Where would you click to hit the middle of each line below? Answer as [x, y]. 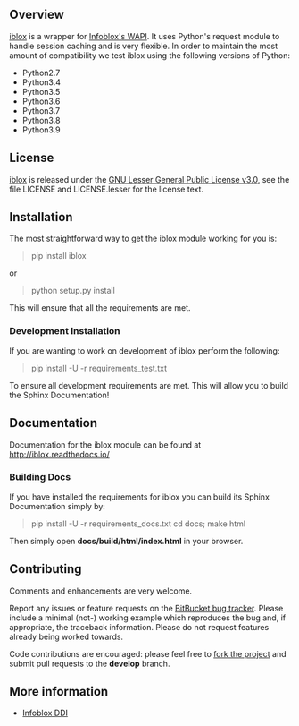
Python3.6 [41, 101]
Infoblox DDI [45, 713]
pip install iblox [58, 256]
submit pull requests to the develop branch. [90, 663]
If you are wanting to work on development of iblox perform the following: [145, 350]
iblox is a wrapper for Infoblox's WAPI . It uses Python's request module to [145, 36]
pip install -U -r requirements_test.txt [99, 368]
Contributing [46, 569]
